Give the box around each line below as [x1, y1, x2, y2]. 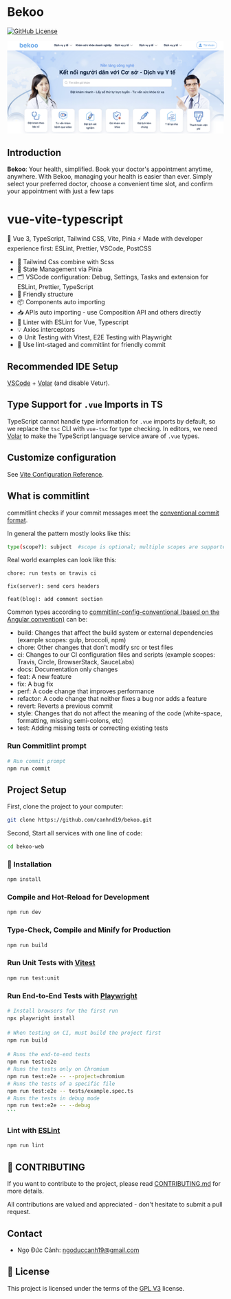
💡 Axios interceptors [16, 326, 76, 334]
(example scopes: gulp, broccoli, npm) [16, 636, 126, 644]
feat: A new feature [16, 673, 72, 681]
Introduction [7, 146, 62, 159]
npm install [7, 876, 41, 883]
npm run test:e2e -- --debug [7, 1102, 91, 1109]
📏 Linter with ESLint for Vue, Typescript [16, 318, 129, 326]
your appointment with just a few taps [7, 187, 114, 195]
